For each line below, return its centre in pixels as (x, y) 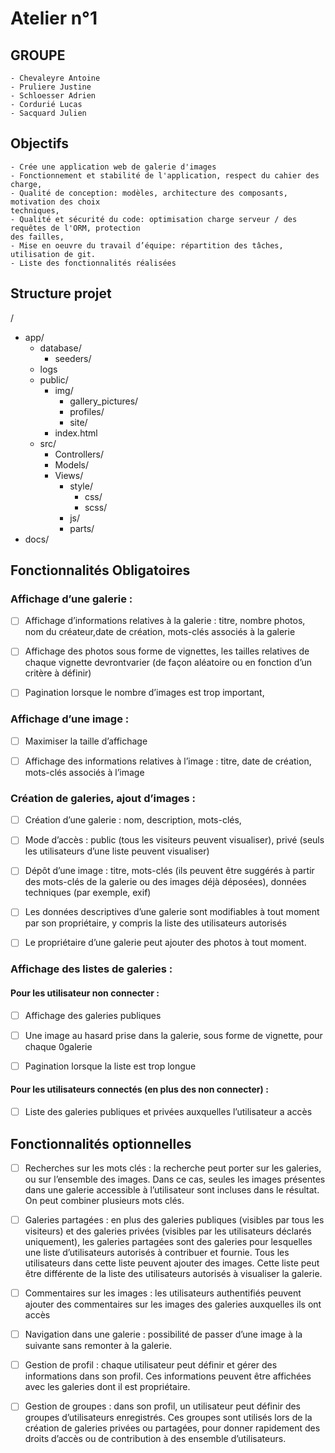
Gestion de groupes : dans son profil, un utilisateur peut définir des (163, 1406)
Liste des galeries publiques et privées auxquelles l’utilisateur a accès (168, 1112)
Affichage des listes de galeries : (91, 969)
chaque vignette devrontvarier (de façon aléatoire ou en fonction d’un (168, 663)
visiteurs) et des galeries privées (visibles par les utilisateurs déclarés (168, 1231)
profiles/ (87, 411)
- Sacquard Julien (48, 113)
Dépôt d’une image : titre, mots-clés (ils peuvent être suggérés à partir (169, 871)
